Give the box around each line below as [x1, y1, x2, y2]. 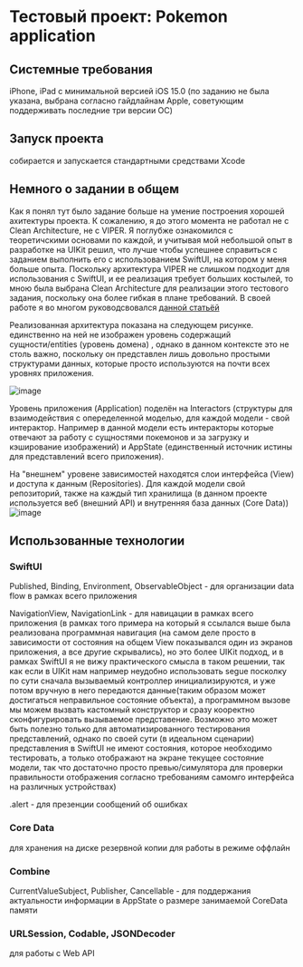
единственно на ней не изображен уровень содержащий [9, 329, 232, 340]
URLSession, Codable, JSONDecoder [9, 927, 175, 940]
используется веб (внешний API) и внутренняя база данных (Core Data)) [9, 497, 289, 508]
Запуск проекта [9, 131, 104, 147]
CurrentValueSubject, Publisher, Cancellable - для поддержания [9, 885, 251, 896]
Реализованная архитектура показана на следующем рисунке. [9, 319, 254, 330]
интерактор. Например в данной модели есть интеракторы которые [9, 421, 274, 432]
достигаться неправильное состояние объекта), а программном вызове [9, 695, 291, 706]
